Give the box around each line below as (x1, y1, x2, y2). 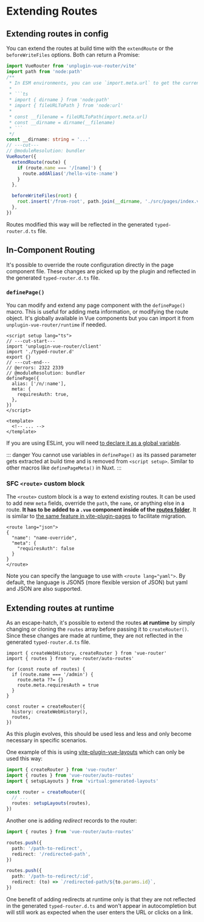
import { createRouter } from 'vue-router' (6, 766, 118, 773)
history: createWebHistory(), (12, 708, 88, 715)
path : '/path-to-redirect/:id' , (12, 873, 94, 879)
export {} (6, 354, 32, 360)
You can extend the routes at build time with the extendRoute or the (6, 44, 174, 52)
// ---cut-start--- (6, 338, 56, 344)
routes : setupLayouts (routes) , (12, 800, 91, 806)
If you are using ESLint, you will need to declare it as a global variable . (6, 439, 181, 446)
